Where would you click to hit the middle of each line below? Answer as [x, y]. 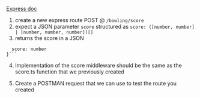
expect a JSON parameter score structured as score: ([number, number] [105, 27]
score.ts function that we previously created [69, 72]
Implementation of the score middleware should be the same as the [98, 65]
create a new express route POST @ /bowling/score [79, 20]
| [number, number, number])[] [54, 32]
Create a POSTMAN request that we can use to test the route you [96, 83]
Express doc [22, 9]
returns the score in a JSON [49, 38]
